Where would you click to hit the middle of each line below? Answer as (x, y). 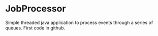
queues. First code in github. (35, 27)
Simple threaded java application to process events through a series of (79, 22)
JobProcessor (36, 9)
